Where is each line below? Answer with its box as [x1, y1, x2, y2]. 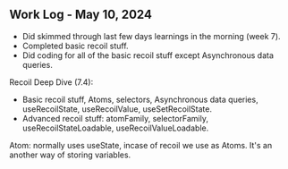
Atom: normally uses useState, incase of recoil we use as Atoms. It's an [9, 139, 273, 150]
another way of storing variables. [9, 149, 131, 160]
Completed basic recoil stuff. [21, 40, 129, 51]
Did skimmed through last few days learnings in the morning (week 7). [21, 30, 281, 41]
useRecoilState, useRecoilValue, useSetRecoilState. [21, 103, 213, 114]
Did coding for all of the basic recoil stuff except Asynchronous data [21, 49, 275, 61]
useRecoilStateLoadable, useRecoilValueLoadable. [21, 123, 209, 133]
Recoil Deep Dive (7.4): [9, 76, 94, 88]
